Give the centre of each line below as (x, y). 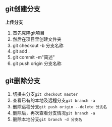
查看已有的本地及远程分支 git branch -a (54, 100)
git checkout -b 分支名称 (38, 45)
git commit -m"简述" (34, 57)
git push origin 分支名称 (37, 63)
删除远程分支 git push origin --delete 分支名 (60, 106)
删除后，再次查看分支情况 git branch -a (54, 113)
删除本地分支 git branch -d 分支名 (47, 119)
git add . (21, 51)
